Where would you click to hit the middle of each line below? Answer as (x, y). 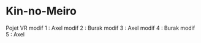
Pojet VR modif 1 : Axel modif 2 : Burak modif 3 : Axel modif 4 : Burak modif (100, 28)
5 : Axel (15, 34)
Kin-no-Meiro (41, 11)
